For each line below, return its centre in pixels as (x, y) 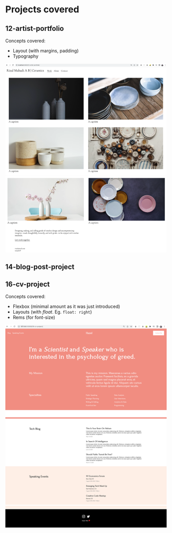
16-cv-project (28, 284)
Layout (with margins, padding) (46, 51)
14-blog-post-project (40, 266)
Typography (26, 56)
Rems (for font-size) (34, 318)
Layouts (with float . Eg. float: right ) (52, 312)
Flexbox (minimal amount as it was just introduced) (66, 306)
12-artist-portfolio (35, 29)
